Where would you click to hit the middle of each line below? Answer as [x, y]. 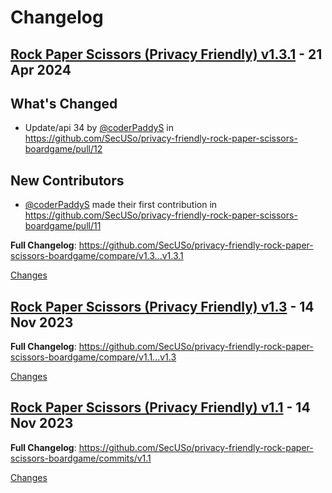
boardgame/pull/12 [63, 149]
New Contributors [67, 180]
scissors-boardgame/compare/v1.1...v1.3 [93, 357]
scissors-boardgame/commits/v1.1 [81, 458]
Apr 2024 [41, 69]
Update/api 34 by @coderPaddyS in [99, 128]
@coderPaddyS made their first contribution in [121, 205]
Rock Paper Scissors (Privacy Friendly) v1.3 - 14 [162, 306]
